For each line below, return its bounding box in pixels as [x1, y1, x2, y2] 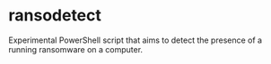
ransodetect [8, 5, 102, 26]
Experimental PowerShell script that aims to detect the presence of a [8, 35, 262, 45]
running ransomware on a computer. [8, 44, 144, 54]
